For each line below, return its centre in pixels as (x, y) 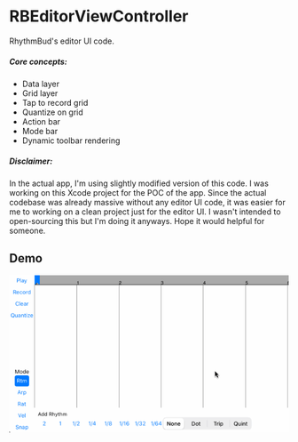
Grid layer (40, 93)
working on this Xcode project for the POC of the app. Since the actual (138, 192)
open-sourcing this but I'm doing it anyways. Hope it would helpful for (137, 221)
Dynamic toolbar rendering (71, 141)
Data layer (41, 84)
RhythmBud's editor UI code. (62, 41)
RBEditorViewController (99, 16)
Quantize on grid (53, 112)
